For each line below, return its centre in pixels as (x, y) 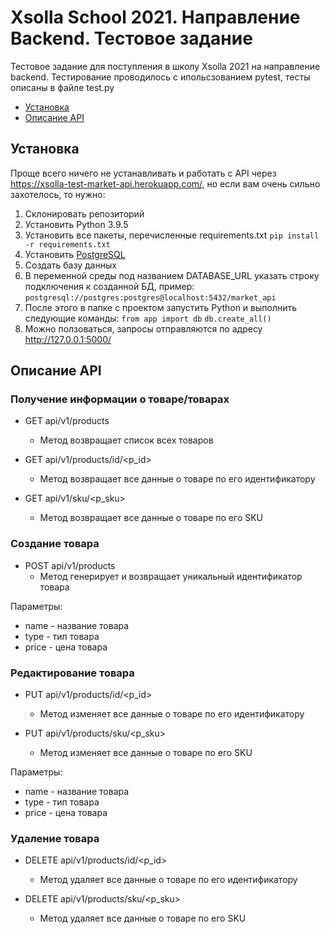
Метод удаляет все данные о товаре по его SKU (143, 918)
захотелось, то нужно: (58, 194)
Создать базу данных (70, 265)
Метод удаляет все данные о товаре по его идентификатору (168, 880)
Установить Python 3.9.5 (76, 224)
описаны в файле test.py (62, 87)
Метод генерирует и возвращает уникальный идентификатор (171, 576)
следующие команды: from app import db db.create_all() (148, 318)
